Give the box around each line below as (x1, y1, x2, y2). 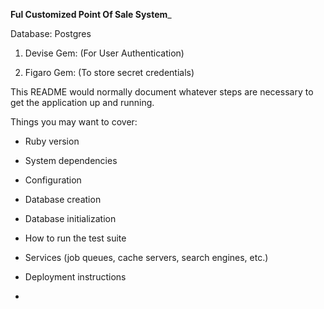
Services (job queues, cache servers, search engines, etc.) (24, 252, 269, 263)
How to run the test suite (24, 232, 127, 244)
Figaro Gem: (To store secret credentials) (24, 67, 195, 78)
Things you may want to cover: (10, 116, 138, 128)
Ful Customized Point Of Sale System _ (10, 9, 172, 20)
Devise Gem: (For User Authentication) (24, 47, 185, 59)
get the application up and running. (10, 97, 155, 108)
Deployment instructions (24, 271, 127, 283)
